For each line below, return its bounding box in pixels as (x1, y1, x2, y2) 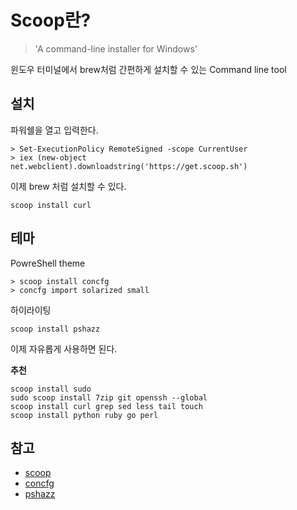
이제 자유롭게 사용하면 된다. (10, 342, 118, 355)
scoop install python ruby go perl (10, 410, 159, 420)
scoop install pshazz (10, 324, 101, 334)
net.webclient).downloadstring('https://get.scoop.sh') (10, 161, 248, 171)
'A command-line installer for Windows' (34, 42, 198, 55)
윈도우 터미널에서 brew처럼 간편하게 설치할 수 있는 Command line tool (10, 63, 287, 75)
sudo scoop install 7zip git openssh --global (10, 392, 208, 403)
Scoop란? (10, 9, 92, 32)
